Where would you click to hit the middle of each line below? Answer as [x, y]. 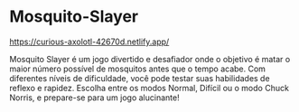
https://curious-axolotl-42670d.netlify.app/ [89, 42]
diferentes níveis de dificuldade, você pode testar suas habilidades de [140, 78]
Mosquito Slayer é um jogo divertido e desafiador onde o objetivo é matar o [150, 59]
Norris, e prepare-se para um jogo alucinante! [94, 98]
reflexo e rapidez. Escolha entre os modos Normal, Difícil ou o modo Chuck [149, 88]
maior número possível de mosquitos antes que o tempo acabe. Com [138, 69]
